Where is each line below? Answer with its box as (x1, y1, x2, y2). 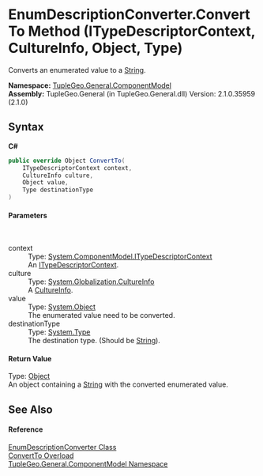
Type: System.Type (28, 327, 91, 337)
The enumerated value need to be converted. (28, 311, 175, 320)
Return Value (8, 353, 52, 363)
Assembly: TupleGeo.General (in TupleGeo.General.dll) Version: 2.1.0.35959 (8, 89, 256, 98)
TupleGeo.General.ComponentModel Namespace (8, 459, 168, 468)
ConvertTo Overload (8, 451, 74, 460)
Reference (8, 425, 43, 434)
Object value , (22, 179, 69, 187)
